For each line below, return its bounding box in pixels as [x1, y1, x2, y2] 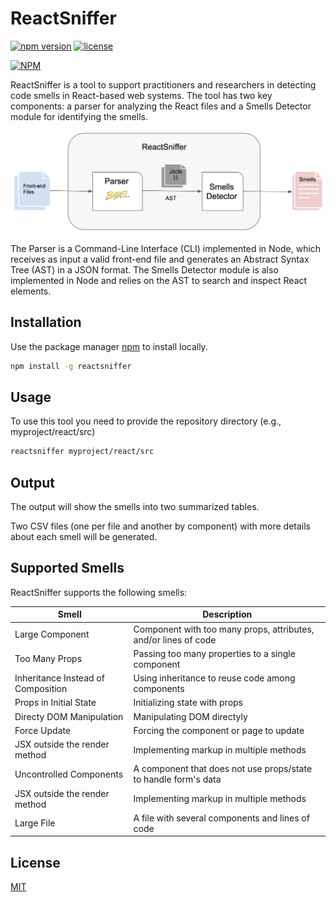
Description [202, 608, 253, 621]
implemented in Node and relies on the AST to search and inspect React [10, 274, 308, 286]
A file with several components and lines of [133, 812, 310, 824]
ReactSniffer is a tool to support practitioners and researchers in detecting [10, 78, 317, 91]
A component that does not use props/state [133, 763, 313, 775]
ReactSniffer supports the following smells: [10, 586, 188, 598]
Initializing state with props [133, 697, 243, 709]
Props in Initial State [14, 697, 97, 709]
